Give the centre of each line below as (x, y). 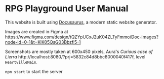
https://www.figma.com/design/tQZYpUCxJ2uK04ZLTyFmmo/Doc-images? (82, 37)
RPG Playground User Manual (67, 9)
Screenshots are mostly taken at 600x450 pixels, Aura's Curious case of (79, 52)
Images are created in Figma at (37, 31)
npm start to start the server (34, 71)
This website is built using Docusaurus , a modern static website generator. (81, 22)
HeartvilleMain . (21, 62)
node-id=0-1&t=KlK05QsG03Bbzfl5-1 (43, 42)
